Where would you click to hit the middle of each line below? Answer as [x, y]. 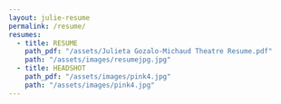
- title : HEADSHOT [52, 69]
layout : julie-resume [49, 18]
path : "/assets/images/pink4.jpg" [90, 85]
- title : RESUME [47, 43]
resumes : [25, 34]
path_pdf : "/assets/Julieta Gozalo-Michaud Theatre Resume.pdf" [149, 52]
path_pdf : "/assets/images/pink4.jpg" [98, 77]
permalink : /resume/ [48, 26]
